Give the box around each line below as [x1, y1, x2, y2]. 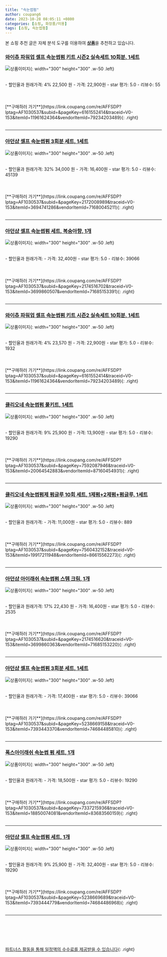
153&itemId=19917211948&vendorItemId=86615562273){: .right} [5, 552, 136, 558]
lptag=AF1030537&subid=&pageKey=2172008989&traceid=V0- [5, 199, 135, 205]
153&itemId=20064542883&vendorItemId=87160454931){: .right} [5, 468, 140, 474]
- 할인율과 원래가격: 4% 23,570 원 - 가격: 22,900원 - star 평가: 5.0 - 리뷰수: [5, 340, 154, 346]
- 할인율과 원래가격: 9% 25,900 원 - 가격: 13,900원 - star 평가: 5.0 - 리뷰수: [5, 430, 153, 435]
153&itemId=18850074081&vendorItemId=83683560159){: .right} [5, 810, 138, 816]
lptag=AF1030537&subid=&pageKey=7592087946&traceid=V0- [5, 462, 136, 468]
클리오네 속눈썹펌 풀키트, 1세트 [5, 401, 74, 408]
